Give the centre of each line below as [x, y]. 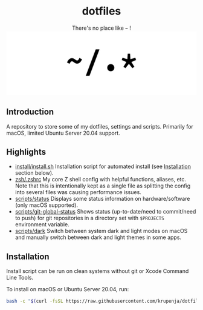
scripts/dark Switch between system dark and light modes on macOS [101, 231]
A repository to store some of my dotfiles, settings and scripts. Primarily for [100, 126]
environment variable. [42, 224]
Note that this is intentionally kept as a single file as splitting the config [103, 186]
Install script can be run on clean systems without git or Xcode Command [98, 271]
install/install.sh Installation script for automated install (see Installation [103, 167]
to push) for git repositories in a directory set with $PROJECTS [89, 218]
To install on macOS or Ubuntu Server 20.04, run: [68, 289]
